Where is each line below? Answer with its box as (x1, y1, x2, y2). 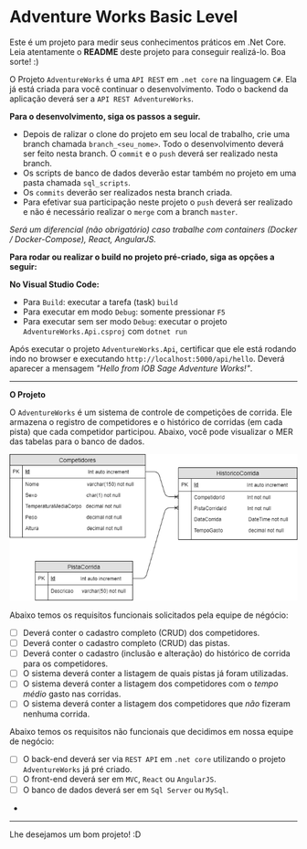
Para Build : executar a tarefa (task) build (22, 296, 178, 307)
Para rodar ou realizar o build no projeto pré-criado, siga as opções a (9, 251, 275, 262)
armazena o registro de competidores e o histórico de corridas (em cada (9, 416, 283, 427)
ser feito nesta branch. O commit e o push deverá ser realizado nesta (22, 148, 279, 159)
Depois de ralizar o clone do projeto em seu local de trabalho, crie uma (22, 128, 291, 139)
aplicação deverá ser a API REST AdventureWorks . (9, 93, 195, 104)
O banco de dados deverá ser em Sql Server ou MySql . (22, 784, 229, 795)
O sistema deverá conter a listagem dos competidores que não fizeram (22, 698, 291, 709)
